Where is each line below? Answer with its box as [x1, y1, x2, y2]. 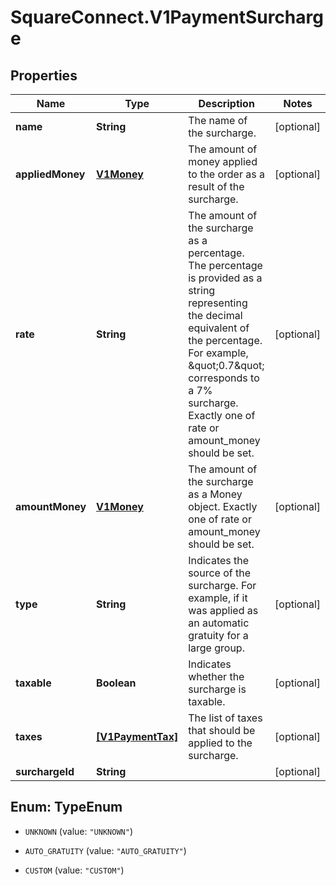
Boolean [96, 676, 137, 690]
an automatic [188, 616, 250, 630]
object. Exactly [188, 500, 258, 513]
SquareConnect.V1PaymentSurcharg [10, 6, 324, 29]
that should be [188, 724, 256, 737]
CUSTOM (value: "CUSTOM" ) [24, 864, 125, 876]
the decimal [188, 309, 243, 322]
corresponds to [188, 371, 260, 385]
